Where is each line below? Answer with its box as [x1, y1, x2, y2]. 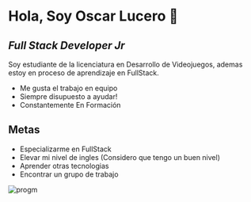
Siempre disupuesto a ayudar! [19, 92, 118, 101]
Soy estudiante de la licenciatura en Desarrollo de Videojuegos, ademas [8, 59, 243, 69]
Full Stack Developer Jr [8, 39, 125, 52]
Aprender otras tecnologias [19, 161, 109, 170]
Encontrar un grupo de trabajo [19, 170, 119, 179]
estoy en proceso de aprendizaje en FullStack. [8, 68, 160, 78]
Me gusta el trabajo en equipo [19, 83, 118, 93]
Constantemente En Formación [19, 101, 121, 109]
